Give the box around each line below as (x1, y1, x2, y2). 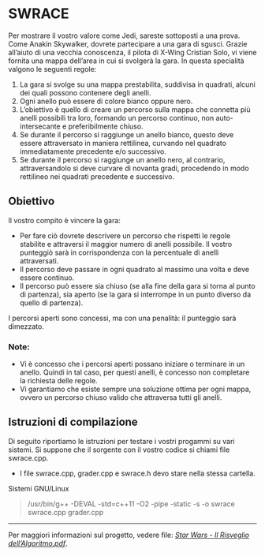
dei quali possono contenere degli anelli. (19, 88, 151, 97)
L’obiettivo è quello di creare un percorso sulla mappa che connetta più (19, 104, 251, 114)
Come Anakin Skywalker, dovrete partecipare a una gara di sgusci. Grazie (8, 39, 248, 48)
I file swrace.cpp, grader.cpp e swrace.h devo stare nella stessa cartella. (19, 468, 256, 478)
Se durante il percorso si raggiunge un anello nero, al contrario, (19, 155, 226, 164)
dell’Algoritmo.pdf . (8, 538, 69, 548)
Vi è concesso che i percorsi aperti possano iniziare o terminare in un (19, 360, 245, 369)
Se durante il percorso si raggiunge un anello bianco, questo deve (19, 129, 234, 139)
